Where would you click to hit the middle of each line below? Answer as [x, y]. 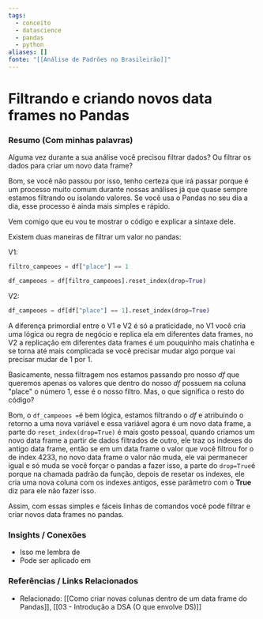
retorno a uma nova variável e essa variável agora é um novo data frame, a [130, 423]
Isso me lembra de [50, 552]
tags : [17, 15]
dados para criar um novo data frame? [70, 166]
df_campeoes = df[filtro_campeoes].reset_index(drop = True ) [107, 281]
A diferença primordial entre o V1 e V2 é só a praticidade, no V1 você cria [127, 326]
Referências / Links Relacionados [73, 581]
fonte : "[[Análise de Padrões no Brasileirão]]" [90, 60]
